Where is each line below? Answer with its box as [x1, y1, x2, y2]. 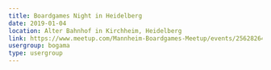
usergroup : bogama [8, 42, 70, 50]
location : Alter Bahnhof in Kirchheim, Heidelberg [8, 27, 182, 35]
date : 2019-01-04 [8, 19, 67, 27]
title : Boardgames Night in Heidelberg [8, 11, 143, 20]
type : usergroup [8, 49, 63, 57]
